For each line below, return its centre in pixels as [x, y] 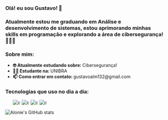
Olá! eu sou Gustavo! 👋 [34, 8]
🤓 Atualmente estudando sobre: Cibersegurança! [65, 65]
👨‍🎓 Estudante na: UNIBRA [40, 71]
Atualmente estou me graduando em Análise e [63, 21]
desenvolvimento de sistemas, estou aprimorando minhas [78, 28]
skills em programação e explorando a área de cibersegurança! [84, 34]
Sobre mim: [20, 54]
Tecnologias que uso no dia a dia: [47, 92]
